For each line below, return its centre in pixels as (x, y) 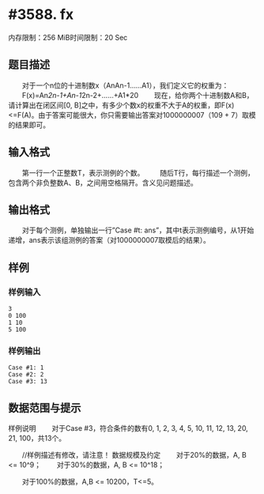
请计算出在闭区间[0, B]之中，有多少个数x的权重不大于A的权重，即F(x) (121, 105)
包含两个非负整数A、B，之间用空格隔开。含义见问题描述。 (103, 183)
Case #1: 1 (26, 368)
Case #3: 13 (28, 382)
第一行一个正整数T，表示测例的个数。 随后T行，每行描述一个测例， (138, 172)
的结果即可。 (29, 125)
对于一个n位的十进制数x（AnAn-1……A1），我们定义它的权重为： (125, 85)
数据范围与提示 (45, 407)
